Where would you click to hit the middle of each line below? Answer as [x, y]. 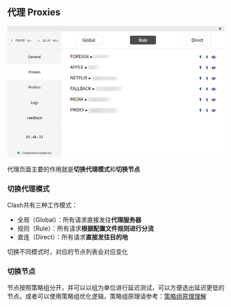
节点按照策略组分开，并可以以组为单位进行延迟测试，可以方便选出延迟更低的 [116, 288]
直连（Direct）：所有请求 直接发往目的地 [73, 237]
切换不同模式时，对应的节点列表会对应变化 [68, 252]
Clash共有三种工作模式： [42, 205]
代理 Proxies [34, 12]
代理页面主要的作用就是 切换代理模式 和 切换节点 [73, 169]
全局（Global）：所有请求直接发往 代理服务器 [79, 220]
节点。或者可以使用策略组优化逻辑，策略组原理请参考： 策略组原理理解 [107, 297]
